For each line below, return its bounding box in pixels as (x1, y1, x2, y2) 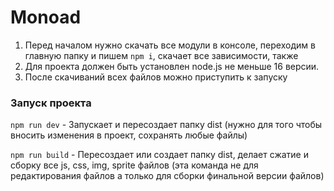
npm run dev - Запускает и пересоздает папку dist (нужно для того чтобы (10, 119, 323, 131)
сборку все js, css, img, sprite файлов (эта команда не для (10, 159, 259, 171)
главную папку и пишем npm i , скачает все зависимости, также (24, 49, 299, 61)
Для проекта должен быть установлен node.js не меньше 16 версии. (24, 60, 320, 72)
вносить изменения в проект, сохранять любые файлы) (10, 129, 248, 141)
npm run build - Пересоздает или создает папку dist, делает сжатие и (10, 149, 309, 161)
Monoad (10, 6, 82, 29)
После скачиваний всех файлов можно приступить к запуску (24, 71, 288, 83)
